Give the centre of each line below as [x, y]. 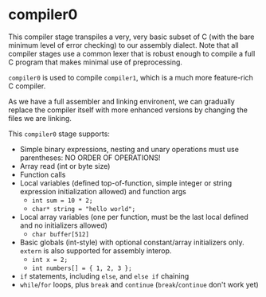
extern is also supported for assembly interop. [96, 250]
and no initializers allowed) [63, 225]
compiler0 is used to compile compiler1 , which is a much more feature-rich [131, 77]
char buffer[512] [61, 234]
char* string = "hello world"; [84, 209]
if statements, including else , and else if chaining [104, 276]
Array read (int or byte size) [65, 166]
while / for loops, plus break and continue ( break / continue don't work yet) [139, 284]
